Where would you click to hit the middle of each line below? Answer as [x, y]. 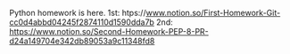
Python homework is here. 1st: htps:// [78, 13]
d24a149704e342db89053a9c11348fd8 [82, 41]
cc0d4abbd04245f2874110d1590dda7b [82, 22]
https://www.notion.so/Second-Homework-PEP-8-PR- [109, 31]
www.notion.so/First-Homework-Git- [213, 13]
